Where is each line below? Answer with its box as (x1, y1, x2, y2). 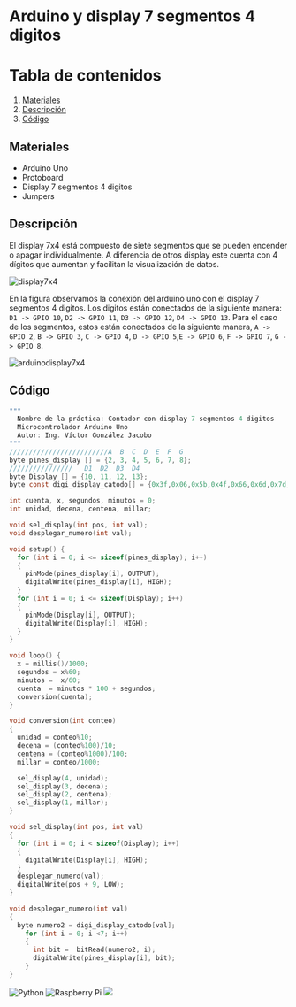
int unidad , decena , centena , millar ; (9, 504, 152, 514)
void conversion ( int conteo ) (9, 717, 117, 726)
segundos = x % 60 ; (17, 668, 81, 677)
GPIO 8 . (17, 340, 44, 350)
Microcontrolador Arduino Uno (17, 423, 128, 432)
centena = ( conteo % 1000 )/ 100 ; (17, 749, 128, 758)
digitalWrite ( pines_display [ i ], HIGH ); (25, 578, 172, 587)
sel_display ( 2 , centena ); (17, 790, 113, 799)
